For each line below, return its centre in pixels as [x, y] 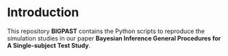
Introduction [43, 12]
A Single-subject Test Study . [49, 45]
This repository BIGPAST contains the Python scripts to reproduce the [106, 31]
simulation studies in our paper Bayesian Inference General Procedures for [114, 38]
